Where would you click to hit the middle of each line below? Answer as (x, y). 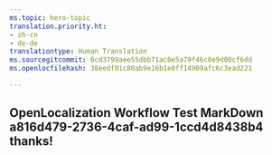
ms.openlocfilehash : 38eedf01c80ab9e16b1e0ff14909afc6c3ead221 (131, 69)
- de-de (24, 43)
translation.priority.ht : (58, 26)
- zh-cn (24, 34)
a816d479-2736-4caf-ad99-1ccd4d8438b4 (136, 127)
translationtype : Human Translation (78, 52)
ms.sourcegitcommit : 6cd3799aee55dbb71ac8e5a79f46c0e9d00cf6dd (131, 60)
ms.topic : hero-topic (50, 18)
